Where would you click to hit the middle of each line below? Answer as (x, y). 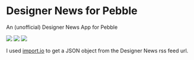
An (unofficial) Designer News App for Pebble (62, 27)
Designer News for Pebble (72, 11)
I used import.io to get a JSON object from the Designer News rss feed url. (97, 51)
